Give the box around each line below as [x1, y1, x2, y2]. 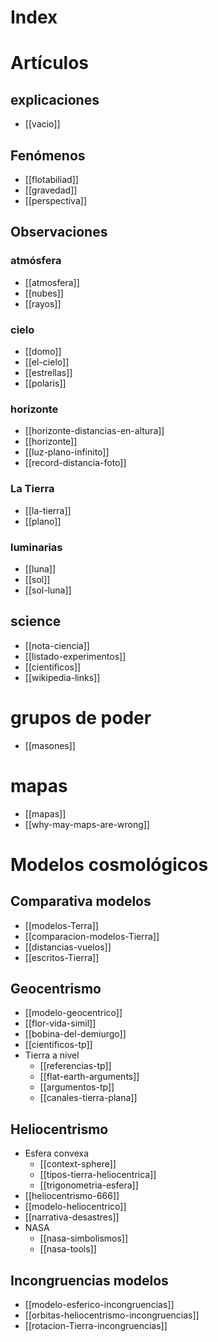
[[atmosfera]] [24, 276, 80, 288]
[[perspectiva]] [24, 195, 87, 206]
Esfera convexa [24, 1147, 90, 1160]
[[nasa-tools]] [39, 1243, 97, 1255]
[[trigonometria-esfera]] [39, 1179, 139, 1191]
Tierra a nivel [24, 1049, 80, 1061]
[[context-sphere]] [39, 1158, 117, 1170]
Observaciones [10, 224, 108, 241]
